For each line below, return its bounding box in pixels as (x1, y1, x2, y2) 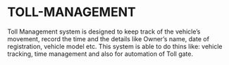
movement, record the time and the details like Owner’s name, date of (7, 34, 210, 43)
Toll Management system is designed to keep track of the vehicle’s (7, 27, 201, 36)
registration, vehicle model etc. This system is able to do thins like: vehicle (7, 42, 223, 50)
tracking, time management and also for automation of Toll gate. (7, 50, 194, 58)
